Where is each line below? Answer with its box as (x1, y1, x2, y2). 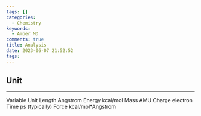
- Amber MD (11, 31, 39, 37)
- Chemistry (11, 20, 42, 26)
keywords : (6, 25, 31, 32)
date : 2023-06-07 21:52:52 (6, 48, 74, 54)
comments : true (6, 36, 44, 42)
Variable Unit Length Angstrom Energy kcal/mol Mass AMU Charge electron (6, 97, 193, 104)
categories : (6, 14, 36, 20)
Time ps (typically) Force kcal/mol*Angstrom (6, 103, 117, 111)
